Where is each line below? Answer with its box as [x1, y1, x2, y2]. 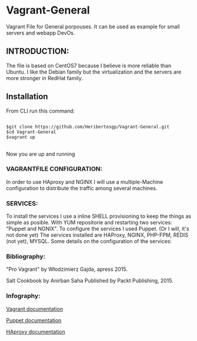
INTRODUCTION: [6, 47, 69, 57]
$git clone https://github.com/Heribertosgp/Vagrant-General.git [6, 124, 169, 130]
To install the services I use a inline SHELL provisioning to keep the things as [6, 213, 192, 220]
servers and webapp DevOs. [6, 29, 75, 36]
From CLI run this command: [6, 107, 75, 114]
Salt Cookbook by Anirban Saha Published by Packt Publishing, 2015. [6, 277, 173, 284]
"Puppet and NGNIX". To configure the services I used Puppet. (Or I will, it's [6, 225, 189, 233]
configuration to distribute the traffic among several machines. [6, 184, 158, 191]
